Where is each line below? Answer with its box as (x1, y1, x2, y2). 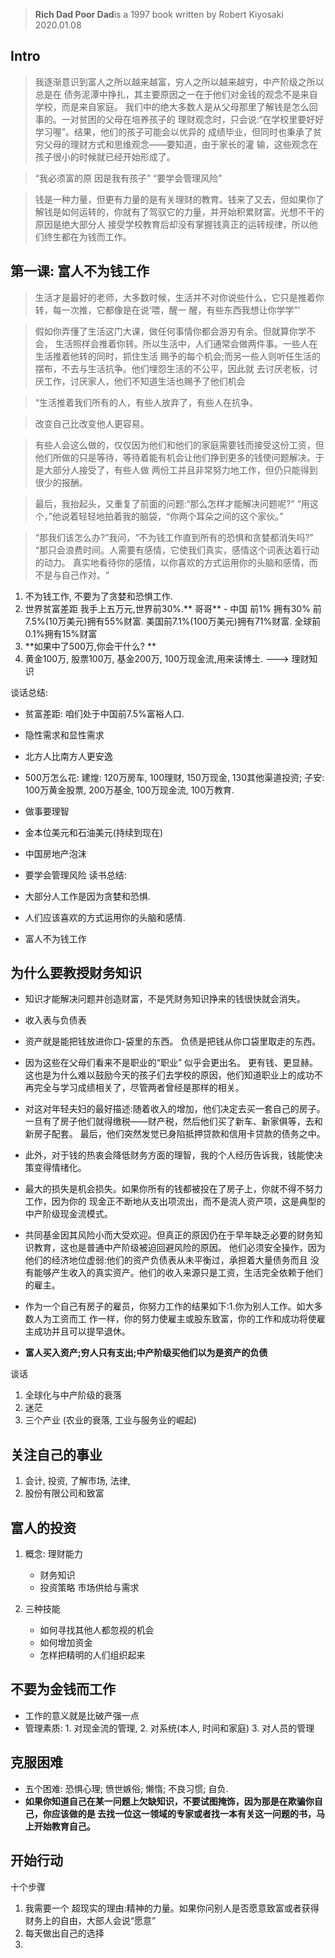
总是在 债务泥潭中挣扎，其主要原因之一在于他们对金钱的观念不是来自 (34, 88, 318, 100)
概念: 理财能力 (24, 1548, 83, 1560)
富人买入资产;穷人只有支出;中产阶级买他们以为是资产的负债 (24, 1347, 268, 1359)
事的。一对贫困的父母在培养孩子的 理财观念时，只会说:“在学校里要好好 (34, 113, 325, 125)
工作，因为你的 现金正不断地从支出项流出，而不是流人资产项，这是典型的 (24, 1195, 326, 1208)
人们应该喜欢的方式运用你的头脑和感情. (24, 911, 186, 923)
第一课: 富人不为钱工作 (10, 263, 150, 280)
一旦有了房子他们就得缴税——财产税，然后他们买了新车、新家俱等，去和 (24, 1115, 323, 1128)
